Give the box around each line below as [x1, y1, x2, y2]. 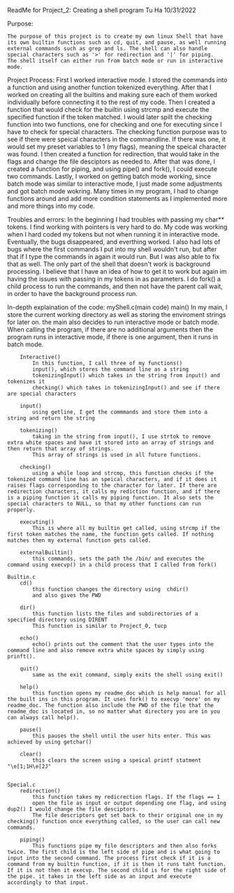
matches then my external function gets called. [7, 537, 152, 544]
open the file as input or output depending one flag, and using [32, 799, 227, 806]
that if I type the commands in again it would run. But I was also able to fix [7, 253, 220, 260]
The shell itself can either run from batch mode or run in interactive [7, 57, 224, 64]
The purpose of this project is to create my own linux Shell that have [7, 33, 224, 40]
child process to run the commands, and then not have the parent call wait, [7, 282, 224, 290]
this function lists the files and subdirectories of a [32, 610, 198, 617]
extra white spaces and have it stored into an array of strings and [7, 439, 214, 446]
